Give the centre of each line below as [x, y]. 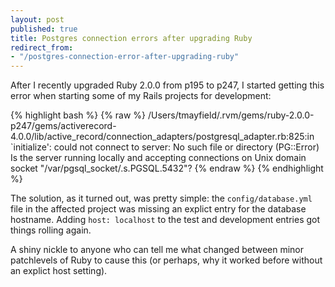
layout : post [37, 19]
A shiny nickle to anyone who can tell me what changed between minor [157, 250]
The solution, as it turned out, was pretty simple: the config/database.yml [161, 198]
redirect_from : [42, 47]
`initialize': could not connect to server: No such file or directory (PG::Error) [165, 147]
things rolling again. [51, 230]
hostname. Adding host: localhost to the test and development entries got [165, 220]
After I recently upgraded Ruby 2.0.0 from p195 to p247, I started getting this [167, 85]
